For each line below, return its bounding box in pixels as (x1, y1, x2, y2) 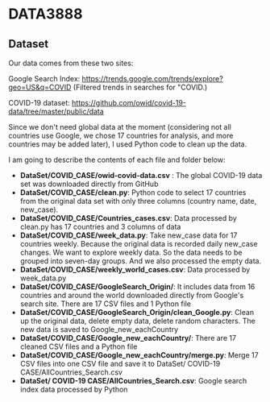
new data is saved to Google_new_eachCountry (19, 325, 179, 334)
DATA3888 (8, 5, 83, 23)
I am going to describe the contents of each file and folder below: (8, 155, 226, 164)
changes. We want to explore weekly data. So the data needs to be (19, 247, 243, 257)
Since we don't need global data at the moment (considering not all (8, 122, 232, 131)
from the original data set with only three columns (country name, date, (19, 197, 257, 205)
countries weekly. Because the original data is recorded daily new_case (19, 239, 258, 248)
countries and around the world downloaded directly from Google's (19, 291, 244, 300)
